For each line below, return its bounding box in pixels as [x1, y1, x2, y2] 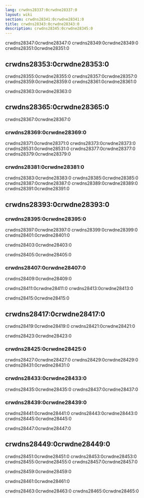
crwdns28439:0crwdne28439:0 [5, 399, 87, 406]
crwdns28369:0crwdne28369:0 [5, 129, 87, 136]
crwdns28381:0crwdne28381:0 [5, 163, 84, 170]
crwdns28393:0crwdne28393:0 [5, 200, 109, 209]
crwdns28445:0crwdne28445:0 [5, 416, 72, 422]
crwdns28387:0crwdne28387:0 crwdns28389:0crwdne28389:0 [5, 180, 138, 186]
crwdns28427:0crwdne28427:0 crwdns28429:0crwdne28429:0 [5, 357, 138, 363]
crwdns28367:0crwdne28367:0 [5, 116, 71, 122]
